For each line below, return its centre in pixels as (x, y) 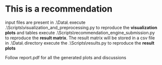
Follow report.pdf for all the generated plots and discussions (66, 57)
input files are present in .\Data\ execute (45, 22)
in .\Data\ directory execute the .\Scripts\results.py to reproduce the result (80, 43)
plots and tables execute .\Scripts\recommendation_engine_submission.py (80, 32)
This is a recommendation (59, 9)
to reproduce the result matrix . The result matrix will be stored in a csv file (80, 38)
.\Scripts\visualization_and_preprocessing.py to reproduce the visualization (81, 27)
